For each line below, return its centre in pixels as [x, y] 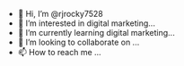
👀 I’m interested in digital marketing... [86, 23]
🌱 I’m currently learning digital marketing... [96, 33]
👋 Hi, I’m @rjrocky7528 [60, 14]
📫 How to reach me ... [59, 52]
